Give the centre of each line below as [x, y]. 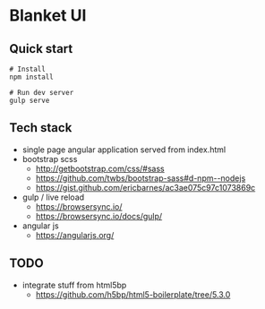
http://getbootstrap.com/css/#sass [100, 168]
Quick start [41, 49]
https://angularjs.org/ [75, 235]
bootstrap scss [50, 159]
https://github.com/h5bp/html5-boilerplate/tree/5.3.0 [133, 294]
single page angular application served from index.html [124, 150]
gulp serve [30, 100]
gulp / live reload [53, 197]
